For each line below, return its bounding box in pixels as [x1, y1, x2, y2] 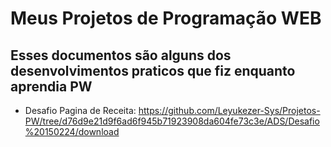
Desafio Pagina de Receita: [24, 105, 137, 116]
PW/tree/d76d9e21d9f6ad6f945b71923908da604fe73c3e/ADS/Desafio [24, 115, 320, 127]
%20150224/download [24, 126, 120, 137]
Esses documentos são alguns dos [10, 47, 232, 64]
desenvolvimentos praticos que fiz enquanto [10, 62, 296, 79]
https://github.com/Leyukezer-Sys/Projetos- [138, 105, 321, 116]
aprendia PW [10, 78, 93, 95]
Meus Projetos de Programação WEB [10, 7, 322, 30]
